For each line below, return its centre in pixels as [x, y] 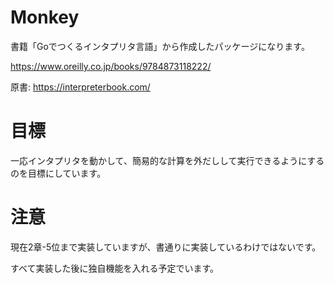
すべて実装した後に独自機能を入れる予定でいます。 [115, 268]
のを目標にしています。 [58, 173]
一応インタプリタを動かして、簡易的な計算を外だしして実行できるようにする [167, 160]
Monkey [45, 17]
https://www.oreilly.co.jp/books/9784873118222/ [111, 66]
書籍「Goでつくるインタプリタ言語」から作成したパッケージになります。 [160, 46]
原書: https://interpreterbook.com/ [80, 87]
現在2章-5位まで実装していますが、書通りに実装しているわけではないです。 [166, 247]
